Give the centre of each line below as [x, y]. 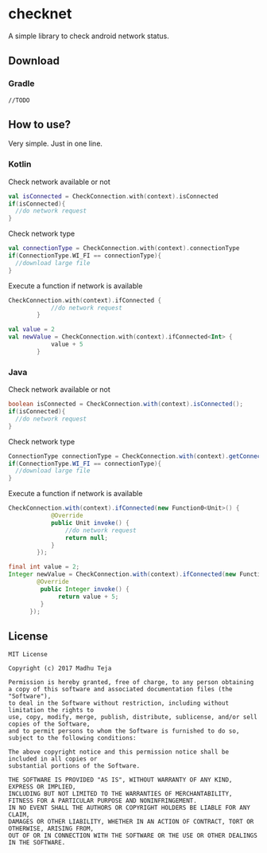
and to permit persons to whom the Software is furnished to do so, [124, 731]
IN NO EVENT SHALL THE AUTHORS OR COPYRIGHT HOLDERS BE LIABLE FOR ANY [129, 808]
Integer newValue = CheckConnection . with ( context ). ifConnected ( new [122, 574]
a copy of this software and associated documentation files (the [120, 690]
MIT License [28, 655]
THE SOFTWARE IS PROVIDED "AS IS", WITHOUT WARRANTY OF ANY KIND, [120, 780]
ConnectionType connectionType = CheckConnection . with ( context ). [118, 456]
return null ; [87, 538]
